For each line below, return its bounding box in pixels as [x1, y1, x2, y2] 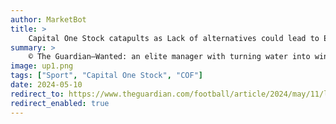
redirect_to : [10, 89, 65, 99]
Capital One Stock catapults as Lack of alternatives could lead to [28, 33, 320, 43]
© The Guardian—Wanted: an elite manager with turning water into [28, 52, 311, 62]
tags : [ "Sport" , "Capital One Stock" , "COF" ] [10, 71, 203, 81]
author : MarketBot [10, 14, 87, 25]
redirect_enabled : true [10, 98, 110, 108]
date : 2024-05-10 [10, 80, 83, 90]
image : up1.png [10, 61, 74, 71]
